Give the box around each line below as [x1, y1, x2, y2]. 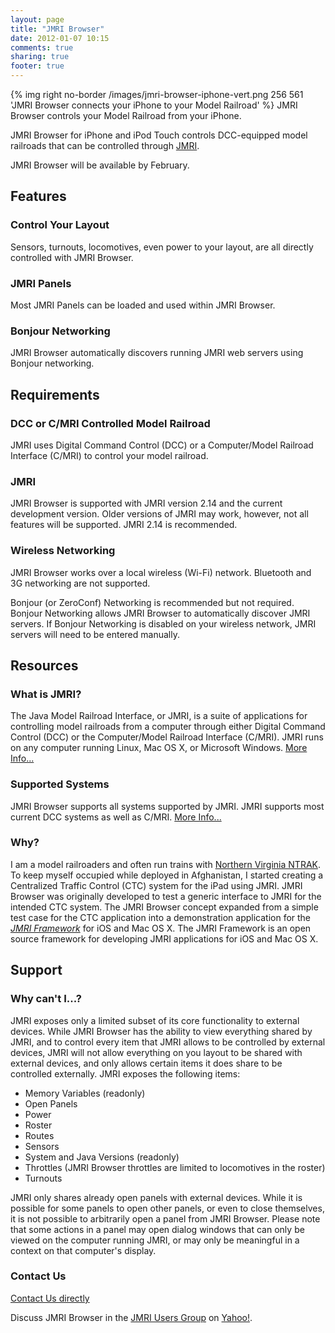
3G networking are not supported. [10, 577, 151, 589]
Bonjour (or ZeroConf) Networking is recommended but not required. [10, 596, 295, 608]
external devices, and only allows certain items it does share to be [10, 1057, 283, 1069]
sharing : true [10, 52, 70, 62]
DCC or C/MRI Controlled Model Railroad [10, 416, 211, 430]
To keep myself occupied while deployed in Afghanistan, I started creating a [10, 869, 324, 881]
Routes [24, 1129, 55, 1141]
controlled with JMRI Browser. [10, 251, 134, 263]
